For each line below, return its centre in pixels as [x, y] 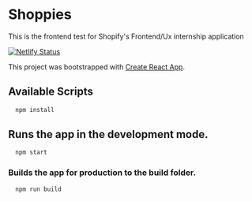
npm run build [38, 189]
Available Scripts [51, 92]
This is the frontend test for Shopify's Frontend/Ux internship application [126, 36]
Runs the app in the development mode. [108, 134]
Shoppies [40, 15]
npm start [31, 153]
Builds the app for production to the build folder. [102, 173]
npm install [35, 110]
